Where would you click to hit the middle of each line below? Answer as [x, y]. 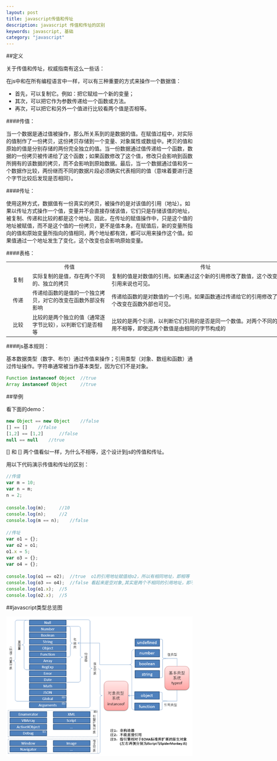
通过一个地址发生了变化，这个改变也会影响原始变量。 [81, 241]
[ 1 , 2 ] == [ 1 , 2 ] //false [42, 434]
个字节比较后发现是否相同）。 [41, 179]
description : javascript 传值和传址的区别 [56, 25]
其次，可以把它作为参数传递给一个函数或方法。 [72, 101]
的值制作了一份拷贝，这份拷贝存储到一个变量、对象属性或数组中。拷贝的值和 [99, 141]
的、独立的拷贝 [51, 284]
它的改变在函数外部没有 [76, 300]
